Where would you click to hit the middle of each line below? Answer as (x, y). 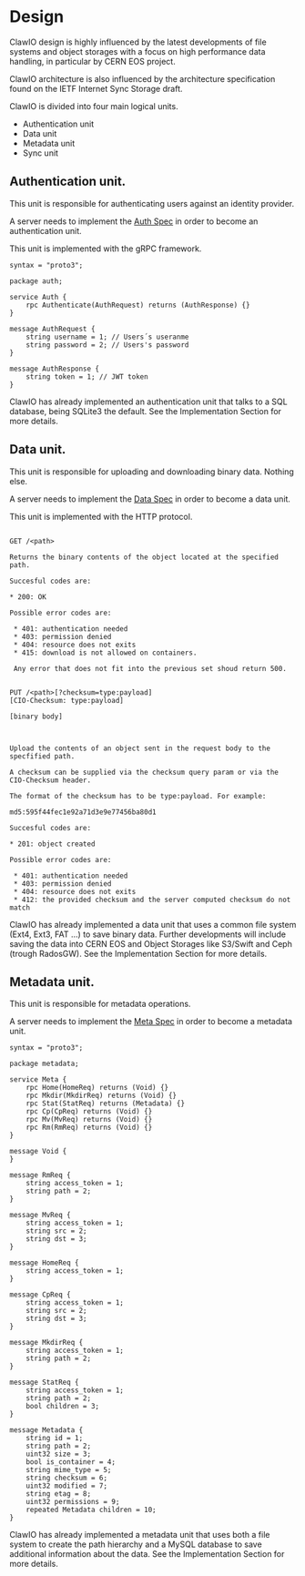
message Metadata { (46, 1430)
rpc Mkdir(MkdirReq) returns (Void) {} (102, 1096)
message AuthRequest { (52, 329)
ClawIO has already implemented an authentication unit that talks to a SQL (149, 402)
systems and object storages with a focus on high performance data (137, 51)
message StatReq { (44, 1383)
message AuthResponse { (55, 369)
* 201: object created (52, 844)
